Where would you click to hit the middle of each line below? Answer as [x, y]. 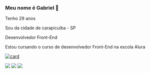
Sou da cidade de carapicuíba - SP [40, 28]
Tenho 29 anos [20, 19]
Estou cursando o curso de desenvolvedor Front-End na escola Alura [75, 47]
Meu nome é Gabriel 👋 [32, 8]
